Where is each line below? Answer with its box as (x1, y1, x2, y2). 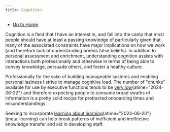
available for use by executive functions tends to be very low (5, 84, 132, 90)
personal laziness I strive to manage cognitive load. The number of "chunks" (5, 79, 165, 85)
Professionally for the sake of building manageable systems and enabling (5, 73, 158, 79)
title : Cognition (5, 7, 42, 13)
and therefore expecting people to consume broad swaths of (23, 89, 151, 95)
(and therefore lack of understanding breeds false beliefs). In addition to (5, 47, 156, 53)
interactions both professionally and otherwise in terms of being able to (5, 58, 155, 64)
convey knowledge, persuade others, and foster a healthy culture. (5, 63, 143, 70)
